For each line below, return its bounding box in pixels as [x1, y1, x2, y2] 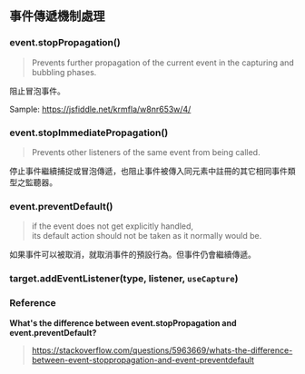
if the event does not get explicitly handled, [31, 221, 193, 231]
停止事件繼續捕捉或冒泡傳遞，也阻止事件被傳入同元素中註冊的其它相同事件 [9, 165, 288, 176]
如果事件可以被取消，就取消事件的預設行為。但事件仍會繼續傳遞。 [9, 249, 256, 261]
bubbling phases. [31, 66, 97, 77]
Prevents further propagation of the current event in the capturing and [31, 57, 295, 68]
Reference [9, 297, 56, 310]
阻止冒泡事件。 [9, 85, 65, 96]
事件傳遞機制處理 [9, 8, 105, 25]
